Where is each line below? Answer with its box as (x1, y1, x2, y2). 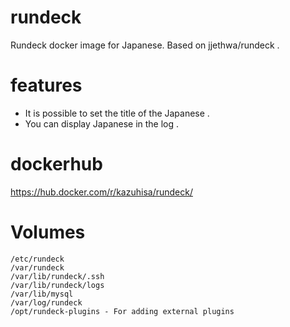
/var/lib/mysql (10, 289, 74, 299)
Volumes (10, 221, 86, 243)
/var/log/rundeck (10, 297, 83, 308)
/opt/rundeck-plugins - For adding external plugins (10, 306, 235, 316)
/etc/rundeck (10, 254, 65, 264)
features (10, 74, 83, 97)
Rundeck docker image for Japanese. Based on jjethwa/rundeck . (10, 39, 280, 51)
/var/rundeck (10, 262, 65, 273)
